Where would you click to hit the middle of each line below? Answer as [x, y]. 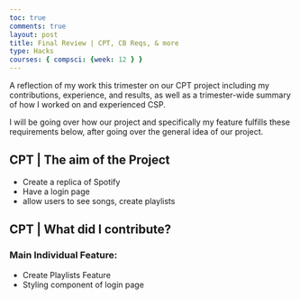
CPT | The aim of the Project [90, 160]
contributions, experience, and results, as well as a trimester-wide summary [150, 95]
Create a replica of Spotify [71, 182]
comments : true [38, 26]
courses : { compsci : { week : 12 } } [76, 60]
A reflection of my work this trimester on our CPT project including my [140, 85]
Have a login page [56, 192]
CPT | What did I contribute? [91, 230]
